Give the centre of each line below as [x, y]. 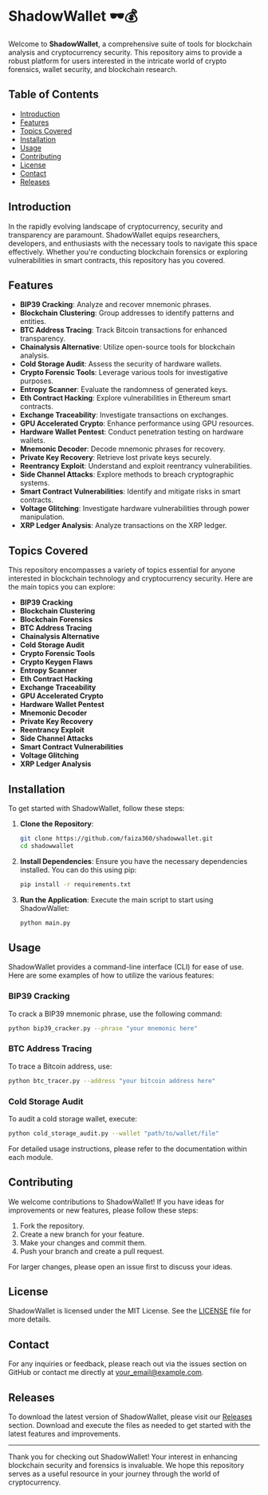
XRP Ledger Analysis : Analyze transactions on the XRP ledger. [123, 526]
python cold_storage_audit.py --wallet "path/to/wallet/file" [114, 1133]
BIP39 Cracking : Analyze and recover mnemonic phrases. [115, 305]
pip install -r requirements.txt [75, 884]
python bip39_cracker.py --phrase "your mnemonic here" [103, 1028]
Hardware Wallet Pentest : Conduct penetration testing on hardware [132, 432]
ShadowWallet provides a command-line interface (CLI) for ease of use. [126, 967]
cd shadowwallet [47, 845]
